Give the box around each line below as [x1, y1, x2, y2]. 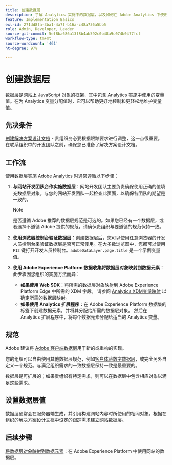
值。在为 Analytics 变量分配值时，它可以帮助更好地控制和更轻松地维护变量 [5, 98, 162, 104]
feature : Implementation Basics [5, 17, 74, 22]
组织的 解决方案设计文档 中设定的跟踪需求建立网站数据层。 [5, 417, 126, 423]
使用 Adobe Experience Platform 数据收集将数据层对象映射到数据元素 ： [12, 265, 165, 271]
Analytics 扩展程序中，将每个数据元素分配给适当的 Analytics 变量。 [20, 314, 162, 320]
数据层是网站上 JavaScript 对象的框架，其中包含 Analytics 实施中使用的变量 [5, 92, 165, 98]
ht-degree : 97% [5, 46, 38, 51]
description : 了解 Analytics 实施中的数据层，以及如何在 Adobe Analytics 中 [5, 12, 160, 17]
